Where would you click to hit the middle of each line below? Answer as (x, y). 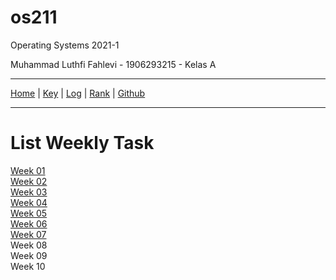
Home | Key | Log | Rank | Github (78, 93)
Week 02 (29, 181)
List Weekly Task (82, 143)
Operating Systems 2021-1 (65, 45)
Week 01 (28, 170)
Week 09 (29, 255)
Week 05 (29, 213)
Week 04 (29, 202)
